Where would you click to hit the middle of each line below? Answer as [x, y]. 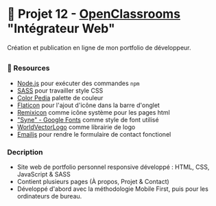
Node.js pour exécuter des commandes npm [78, 83]
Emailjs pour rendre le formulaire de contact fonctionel [94, 134]
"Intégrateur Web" [61, 28]
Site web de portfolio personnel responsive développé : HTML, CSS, [113, 167]
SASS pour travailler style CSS [60, 90]
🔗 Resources [28, 68]
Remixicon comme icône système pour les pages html [93, 112]
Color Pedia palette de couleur [60, 98]
